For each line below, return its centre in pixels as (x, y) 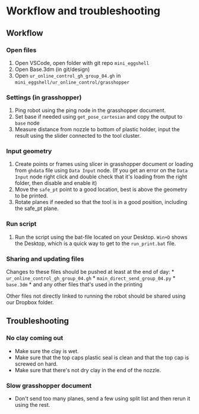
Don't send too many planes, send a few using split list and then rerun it (102, 398)
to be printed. (31, 196)
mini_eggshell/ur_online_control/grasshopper (72, 82)
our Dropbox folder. (30, 302)
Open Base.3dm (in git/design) (52, 69)
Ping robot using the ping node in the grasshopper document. (90, 110)
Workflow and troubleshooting (83, 11)
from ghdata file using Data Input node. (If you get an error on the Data (101, 171)
